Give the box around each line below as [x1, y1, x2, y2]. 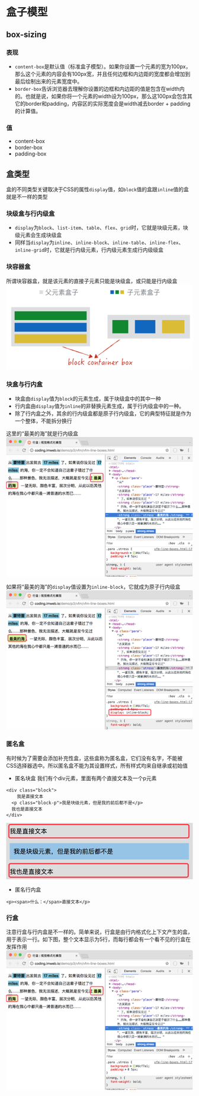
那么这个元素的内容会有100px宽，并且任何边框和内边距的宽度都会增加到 [14, 70, 191, 77]
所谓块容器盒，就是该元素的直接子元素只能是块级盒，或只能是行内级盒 [6, 277, 178, 284]
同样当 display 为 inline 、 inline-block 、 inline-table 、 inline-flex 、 [14, 239, 184, 246]
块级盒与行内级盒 [6, 209, 55, 217]
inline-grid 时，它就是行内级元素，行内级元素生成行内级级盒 [14, 246, 164, 254]
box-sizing [6, 29, 47, 39]
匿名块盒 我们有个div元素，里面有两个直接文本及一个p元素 [14, 774, 157, 781]
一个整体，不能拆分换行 [14, 417, 72, 425]
